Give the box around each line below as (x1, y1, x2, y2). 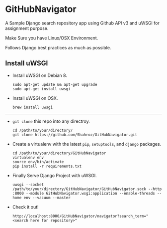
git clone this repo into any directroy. (12, 118, 90, 124)
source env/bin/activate (12, 159, 64, 164)
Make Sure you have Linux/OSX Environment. (5, 35, 98, 41)
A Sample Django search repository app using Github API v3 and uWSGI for (5, 20, 160, 26)
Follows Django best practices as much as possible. (5, 44, 111, 50)
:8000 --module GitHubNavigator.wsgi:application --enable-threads (12, 191, 155, 196)
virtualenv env (12, 155, 44, 160)
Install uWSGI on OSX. (12, 95, 58, 101)
